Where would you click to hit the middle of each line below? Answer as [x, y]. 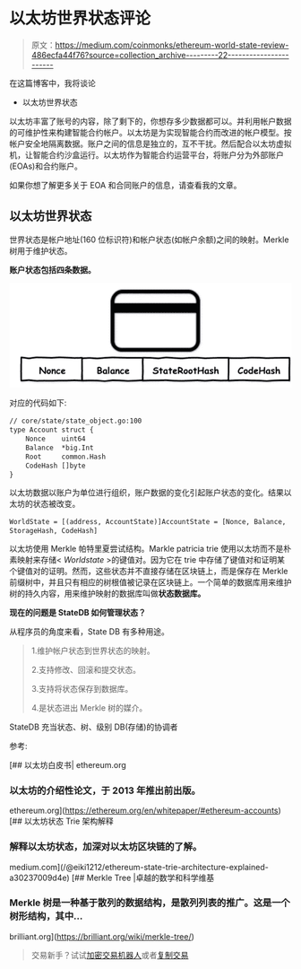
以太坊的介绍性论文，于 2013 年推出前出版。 [105, 790]
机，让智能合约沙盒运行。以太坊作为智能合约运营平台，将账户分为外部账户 [146, 154]
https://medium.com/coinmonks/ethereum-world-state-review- [172, 45]
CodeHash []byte [56, 466]
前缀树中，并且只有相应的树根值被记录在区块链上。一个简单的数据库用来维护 [150, 582]
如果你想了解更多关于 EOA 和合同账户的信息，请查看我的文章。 [125, 185]
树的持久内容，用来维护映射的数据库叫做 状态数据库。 [107, 593]
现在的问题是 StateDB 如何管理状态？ [77, 612]
